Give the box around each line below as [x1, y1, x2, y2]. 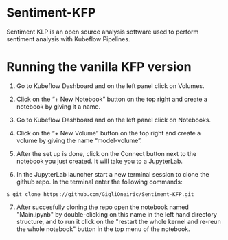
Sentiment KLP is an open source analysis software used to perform [6, 28, 199, 36]
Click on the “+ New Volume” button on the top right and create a [16, 129, 201, 137]
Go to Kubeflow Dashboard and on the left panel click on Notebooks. [16, 116, 211, 124]
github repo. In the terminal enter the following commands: [16, 177, 183, 186]
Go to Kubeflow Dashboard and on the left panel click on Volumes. [16, 81, 205, 90]
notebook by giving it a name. [16, 102, 101, 111]
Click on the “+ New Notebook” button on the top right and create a [16, 95, 207, 103]
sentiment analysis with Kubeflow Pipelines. [6, 34, 130, 43]
